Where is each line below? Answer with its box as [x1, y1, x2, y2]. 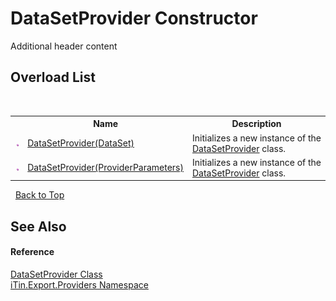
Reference [10, 246, 55, 258]
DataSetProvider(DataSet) [27, 137, 135, 149]
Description [231, 118, 282, 130]
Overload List [10, 69, 96, 86]
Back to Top [14, 189, 65, 201]
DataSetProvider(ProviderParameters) [27, 162, 184, 174]
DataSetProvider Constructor [10, 7, 258, 30]
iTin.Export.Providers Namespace [10, 278, 149, 291]
